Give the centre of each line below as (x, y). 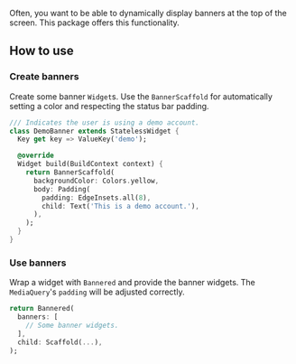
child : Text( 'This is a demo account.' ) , (121, 206)
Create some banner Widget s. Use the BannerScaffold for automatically (141, 96)
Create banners (44, 77)
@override (36, 156)
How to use (42, 51)
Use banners (38, 263)
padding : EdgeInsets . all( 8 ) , (97, 198)
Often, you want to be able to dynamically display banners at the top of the (148, 13)
